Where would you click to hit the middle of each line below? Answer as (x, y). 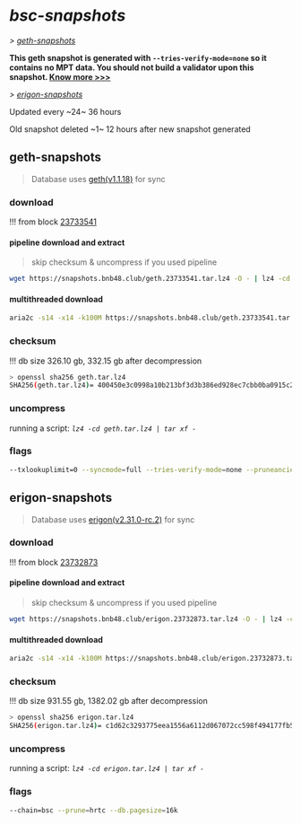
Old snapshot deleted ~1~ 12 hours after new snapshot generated (130, 129)
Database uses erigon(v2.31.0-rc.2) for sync (113, 519)
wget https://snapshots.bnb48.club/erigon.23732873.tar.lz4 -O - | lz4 (146, 619)
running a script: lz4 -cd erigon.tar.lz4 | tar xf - (107, 768)
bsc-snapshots (68, 16)
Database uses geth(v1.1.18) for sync (98, 179)
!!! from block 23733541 (53, 222)
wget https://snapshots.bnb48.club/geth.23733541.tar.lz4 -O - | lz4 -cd (150, 279)
